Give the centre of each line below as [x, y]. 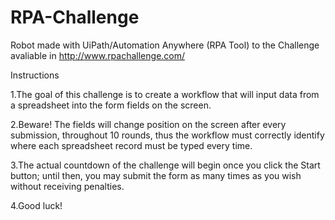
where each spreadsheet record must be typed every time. [131, 145]
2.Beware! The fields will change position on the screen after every [148, 124]
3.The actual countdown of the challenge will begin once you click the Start [165, 165]
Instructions [35, 75]
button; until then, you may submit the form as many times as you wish [156, 175]
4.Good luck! [36, 205]
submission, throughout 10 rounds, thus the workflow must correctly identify [167, 135]
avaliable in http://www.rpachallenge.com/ [98, 55]
